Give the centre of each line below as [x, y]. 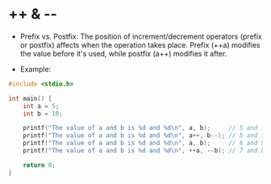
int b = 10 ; [43, 114]
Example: [35, 69]
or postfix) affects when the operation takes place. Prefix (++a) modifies [140, 44]
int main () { [30, 98]
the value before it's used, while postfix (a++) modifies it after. [123, 53]
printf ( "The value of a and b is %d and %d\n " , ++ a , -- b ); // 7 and [140, 151]
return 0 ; [40, 165]
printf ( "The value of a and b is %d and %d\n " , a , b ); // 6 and [140, 143]
